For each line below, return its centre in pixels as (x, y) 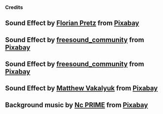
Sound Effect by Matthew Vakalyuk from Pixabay (81, 88)
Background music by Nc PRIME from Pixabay (77, 105)
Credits (14, 7)
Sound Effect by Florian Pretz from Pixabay (72, 23)
